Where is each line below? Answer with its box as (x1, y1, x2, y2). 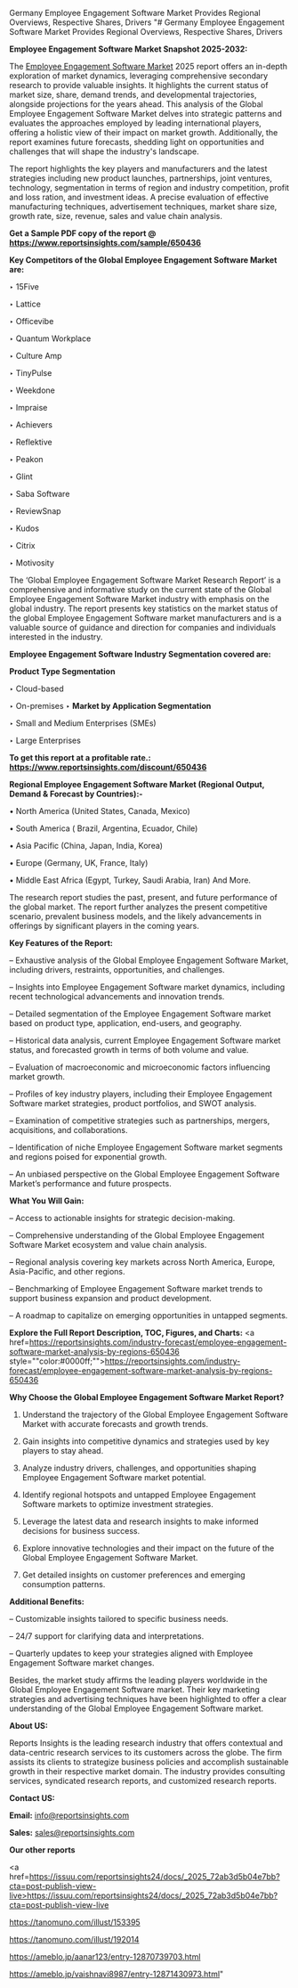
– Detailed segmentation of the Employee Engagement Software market (9, 1008, 271, 1019)
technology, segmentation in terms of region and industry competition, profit (9, 183, 290, 192)
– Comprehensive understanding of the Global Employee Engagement (9, 1230, 265, 1241)
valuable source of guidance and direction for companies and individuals (9, 623, 277, 632)
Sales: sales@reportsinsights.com (9, 1828, 135, 1837)
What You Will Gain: (9, 1195, 85, 1206)
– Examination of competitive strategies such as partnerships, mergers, (9, 1115, 270, 1126)
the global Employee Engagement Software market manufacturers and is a (9, 613, 282, 623)
